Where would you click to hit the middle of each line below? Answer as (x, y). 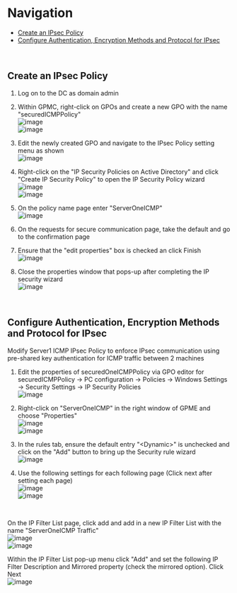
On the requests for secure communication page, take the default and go (124, 229)
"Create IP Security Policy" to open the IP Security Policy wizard (111, 179)
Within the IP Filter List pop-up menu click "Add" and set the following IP (113, 559)
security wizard (40, 279)
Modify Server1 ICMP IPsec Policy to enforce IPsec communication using (114, 351)
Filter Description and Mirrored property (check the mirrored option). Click (116, 566)
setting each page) (45, 480)
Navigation (40, 13)
